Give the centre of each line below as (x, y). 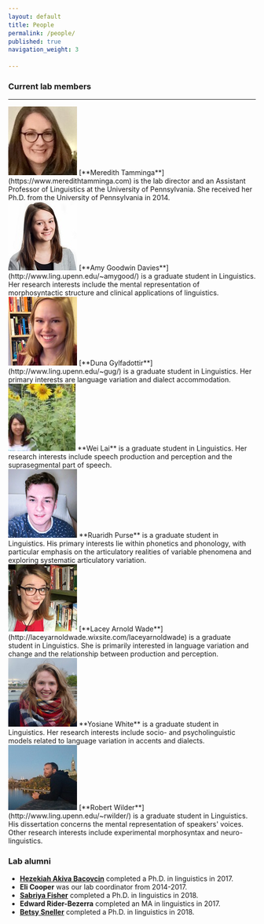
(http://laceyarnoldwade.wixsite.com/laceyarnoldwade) (97, 637)
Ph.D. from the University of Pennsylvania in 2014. (89, 198)
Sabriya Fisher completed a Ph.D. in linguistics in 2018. (109, 895)
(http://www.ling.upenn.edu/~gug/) (65, 371)
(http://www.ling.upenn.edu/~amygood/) (74, 276)
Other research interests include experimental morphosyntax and (114, 833)
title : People (31, 25)
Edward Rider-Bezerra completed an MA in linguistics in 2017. (120, 904)
